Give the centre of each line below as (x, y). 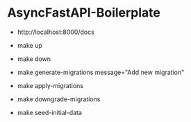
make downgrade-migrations (59, 99)
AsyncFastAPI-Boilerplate (84, 13)
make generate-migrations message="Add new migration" (101, 72)
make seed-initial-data (49, 112)
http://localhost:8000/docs (56, 32)
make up (30, 45)
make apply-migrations (50, 85)
